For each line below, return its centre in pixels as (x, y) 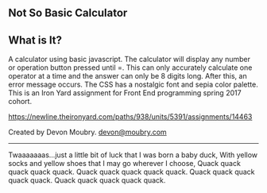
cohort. (20, 102)
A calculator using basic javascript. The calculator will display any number (129, 60)
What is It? (35, 40)
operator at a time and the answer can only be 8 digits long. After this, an (128, 76)
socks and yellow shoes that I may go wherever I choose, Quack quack (124, 164)
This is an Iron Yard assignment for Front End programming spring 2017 (125, 93)
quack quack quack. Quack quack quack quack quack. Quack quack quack (132, 172)
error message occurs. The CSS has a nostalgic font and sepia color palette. (133, 85)
